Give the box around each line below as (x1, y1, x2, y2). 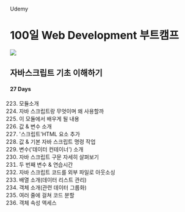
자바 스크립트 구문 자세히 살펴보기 (18, 153, 100, 161)
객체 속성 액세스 (18, 199, 57, 207)
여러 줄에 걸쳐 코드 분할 (18, 191, 75, 199)
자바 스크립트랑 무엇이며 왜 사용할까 (18, 107, 104, 115)
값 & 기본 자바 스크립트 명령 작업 (18, 137, 96, 145)
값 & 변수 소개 (18, 122, 53, 130)
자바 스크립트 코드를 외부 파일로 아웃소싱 (18, 168, 115, 176)
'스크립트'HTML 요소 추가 (18, 130, 81, 137)
